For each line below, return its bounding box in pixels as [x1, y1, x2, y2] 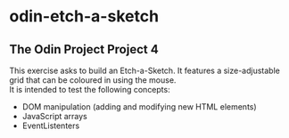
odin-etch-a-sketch [9, 6, 159, 27]
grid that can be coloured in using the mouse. [9, 75, 177, 85]
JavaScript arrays [21, 111, 87, 121]
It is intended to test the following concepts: [9, 85, 171, 94]
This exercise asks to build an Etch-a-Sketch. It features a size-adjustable [9, 65, 281, 76]
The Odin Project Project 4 [9, 42, 159, 57]
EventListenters [21, 120, 80, 131]
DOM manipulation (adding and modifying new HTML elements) [21, 101, 257, 112]
